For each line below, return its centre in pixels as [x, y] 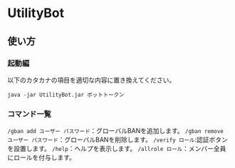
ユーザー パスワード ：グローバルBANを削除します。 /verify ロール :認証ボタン [117, 140]
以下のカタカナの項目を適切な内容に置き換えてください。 [92, 80]
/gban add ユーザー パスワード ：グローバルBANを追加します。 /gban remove [116, 131]
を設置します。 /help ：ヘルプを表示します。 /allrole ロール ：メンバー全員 [117, 149]
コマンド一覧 [30, 114]
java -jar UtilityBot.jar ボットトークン [66, 95]
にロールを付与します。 [42, 157]
